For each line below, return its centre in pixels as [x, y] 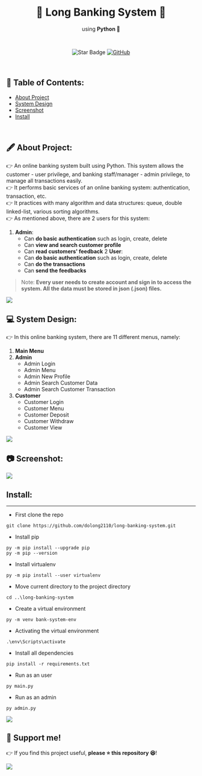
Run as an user [33, 675]
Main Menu [29, 351]
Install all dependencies [44, 653]
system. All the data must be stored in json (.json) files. [91, 289]
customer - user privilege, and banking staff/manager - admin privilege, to [98, 174]
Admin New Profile [47, 377]
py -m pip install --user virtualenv [54, 575]
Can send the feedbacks [55, 270]
